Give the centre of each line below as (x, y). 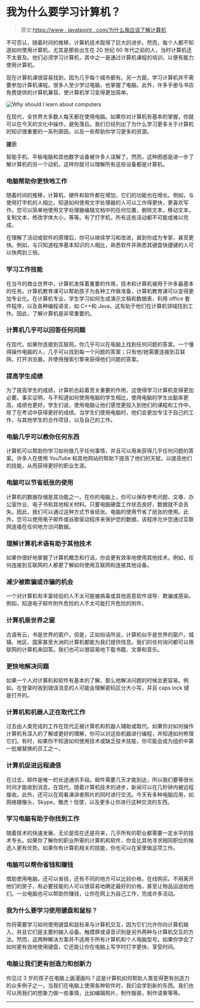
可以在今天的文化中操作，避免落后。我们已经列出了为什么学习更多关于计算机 (100, 124)
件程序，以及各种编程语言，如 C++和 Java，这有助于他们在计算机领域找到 (97, 306)
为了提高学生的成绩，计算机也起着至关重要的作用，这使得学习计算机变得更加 (100, 390)
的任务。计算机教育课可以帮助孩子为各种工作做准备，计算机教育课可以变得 (97, 291)
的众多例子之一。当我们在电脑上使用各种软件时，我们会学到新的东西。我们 (97, 985)
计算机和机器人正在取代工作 (46, 712)
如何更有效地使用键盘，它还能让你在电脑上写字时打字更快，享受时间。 (92, 947)
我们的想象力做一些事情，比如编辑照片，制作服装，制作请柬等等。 (102, 993)
